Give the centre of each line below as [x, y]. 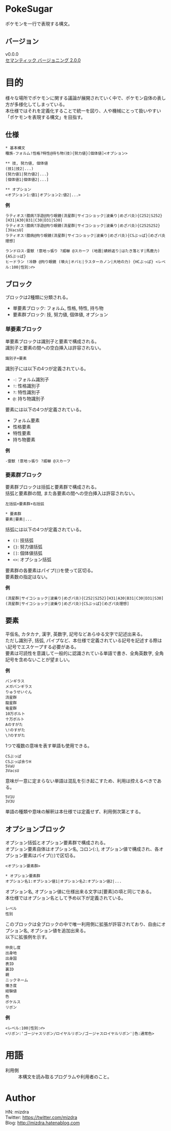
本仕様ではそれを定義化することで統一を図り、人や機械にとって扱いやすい [83, 111]
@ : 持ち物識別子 [29, 398]
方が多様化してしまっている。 [36, 104]
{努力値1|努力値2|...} [27, 174]
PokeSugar [29, 9]
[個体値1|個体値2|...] [27, 180]
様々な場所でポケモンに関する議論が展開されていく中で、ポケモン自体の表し [86, 98]
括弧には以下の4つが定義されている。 [45, 529]
